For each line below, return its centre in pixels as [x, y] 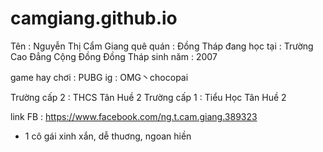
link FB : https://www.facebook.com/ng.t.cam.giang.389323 [134, 116]
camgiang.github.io [94, 18]
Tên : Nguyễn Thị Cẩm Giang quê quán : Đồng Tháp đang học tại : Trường [162, 46]
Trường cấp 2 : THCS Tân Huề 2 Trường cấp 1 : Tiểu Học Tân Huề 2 [148, 97]
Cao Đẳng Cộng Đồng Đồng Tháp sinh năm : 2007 [114, 56]
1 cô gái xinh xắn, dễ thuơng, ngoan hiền [108, 136]
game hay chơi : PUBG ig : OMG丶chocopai [99, 77]
